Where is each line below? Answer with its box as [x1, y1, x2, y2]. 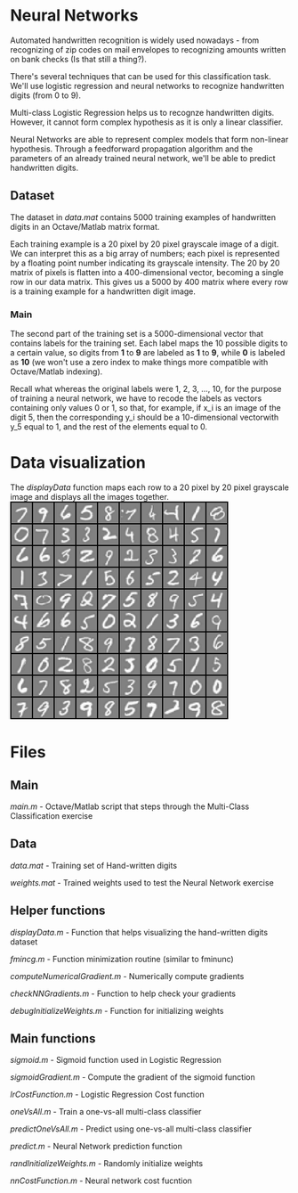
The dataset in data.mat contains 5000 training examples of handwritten [10, 211, 277, 223]
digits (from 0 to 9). [10, 90, 81, 101]
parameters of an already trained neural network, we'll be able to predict [10, 152, 276, 163]
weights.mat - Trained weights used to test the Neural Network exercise [10, 877, 274, 887]
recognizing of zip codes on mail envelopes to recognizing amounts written [10, 44, 286, 54]
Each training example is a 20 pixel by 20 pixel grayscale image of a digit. [10, 238, 279, 249]
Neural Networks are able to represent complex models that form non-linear [10, 134, 289, 144]
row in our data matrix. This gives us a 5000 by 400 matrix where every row [10, 276, 288, 287]
